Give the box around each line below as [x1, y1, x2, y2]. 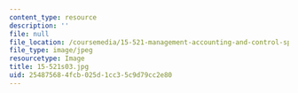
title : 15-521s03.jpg [9, 63, 90, 72]
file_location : [9, 37, 66, 47]
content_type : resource [9, 12, 98, 22]
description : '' [9, 21, 69, 30]
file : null [9, 29, 50, 38]
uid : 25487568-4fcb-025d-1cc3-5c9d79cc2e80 [9, 71, 173, 80]
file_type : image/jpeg [9, 46, 93, 55]
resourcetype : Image [9, 54, 86, 63]
